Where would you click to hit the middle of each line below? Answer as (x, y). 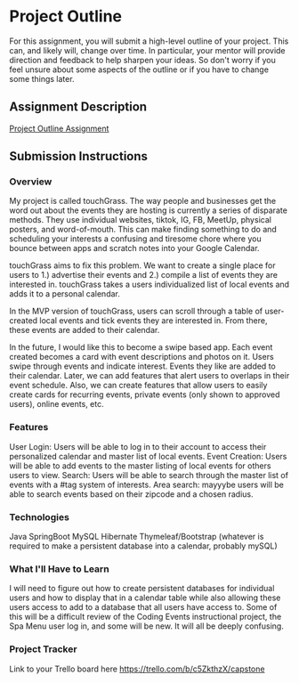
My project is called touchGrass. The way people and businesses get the (143, 201)
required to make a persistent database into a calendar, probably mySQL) (143, 546)
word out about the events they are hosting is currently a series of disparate (148, 210)
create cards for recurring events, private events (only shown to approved (145, 394)
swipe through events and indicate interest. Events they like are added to (142, 366)
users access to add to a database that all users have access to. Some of (143, 607)
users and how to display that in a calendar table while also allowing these (145, 598)
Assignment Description (78, 107)
